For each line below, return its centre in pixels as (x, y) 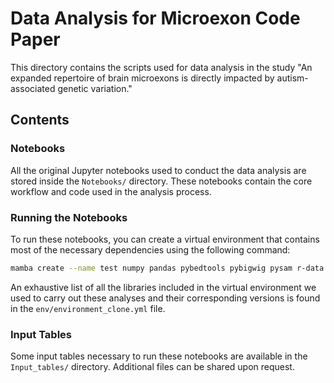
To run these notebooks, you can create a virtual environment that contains (165, 239)
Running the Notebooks (69, 217)
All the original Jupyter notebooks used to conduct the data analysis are (158, 170)
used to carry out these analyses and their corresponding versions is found (165, 298)
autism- (292, 78)
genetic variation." (95, 88)
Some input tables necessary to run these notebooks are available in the (159, 356)
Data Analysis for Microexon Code (155, 18)
